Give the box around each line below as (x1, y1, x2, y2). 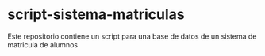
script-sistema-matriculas (7, 6, 185, 24)
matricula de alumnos (7, 39, 79, 49)
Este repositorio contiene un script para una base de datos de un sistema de (7, 32, 257, 41)
